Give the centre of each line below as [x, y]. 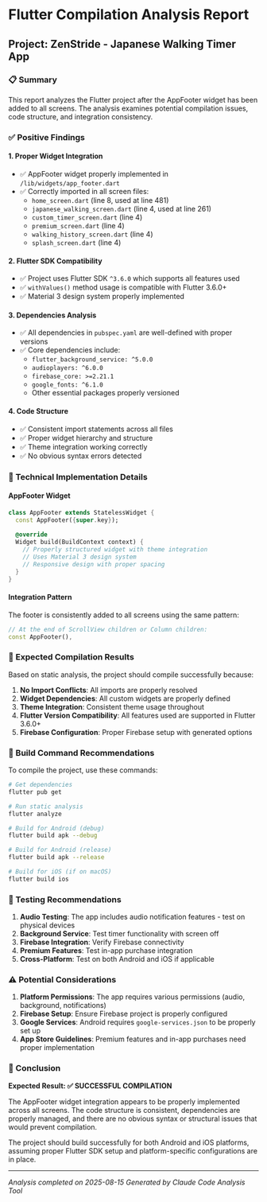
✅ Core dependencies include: [70, 350]
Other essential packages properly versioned [105, 393]
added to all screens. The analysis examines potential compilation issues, [128, 108]
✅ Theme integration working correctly [83, 446]
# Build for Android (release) [60, 850]
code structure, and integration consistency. [81, 116]
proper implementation [57, 1048]
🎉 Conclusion [35, 1068]
